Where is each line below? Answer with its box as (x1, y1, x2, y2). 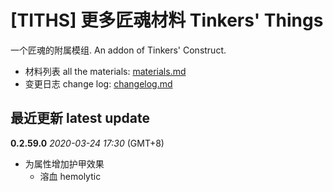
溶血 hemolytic (39, 170, 102, 182)
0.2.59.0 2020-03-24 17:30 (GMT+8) (10, 137, 165, 149)
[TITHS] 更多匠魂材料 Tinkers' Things (10, 9, 324, 32)
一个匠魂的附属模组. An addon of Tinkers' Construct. (10, 44, 227, 56)
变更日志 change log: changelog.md (24, 77, 173, 90)
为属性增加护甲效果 (24, 157, 105, 170)
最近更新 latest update (10, 110, 151, 127)
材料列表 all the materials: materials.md (24, 65, 187, 77)
